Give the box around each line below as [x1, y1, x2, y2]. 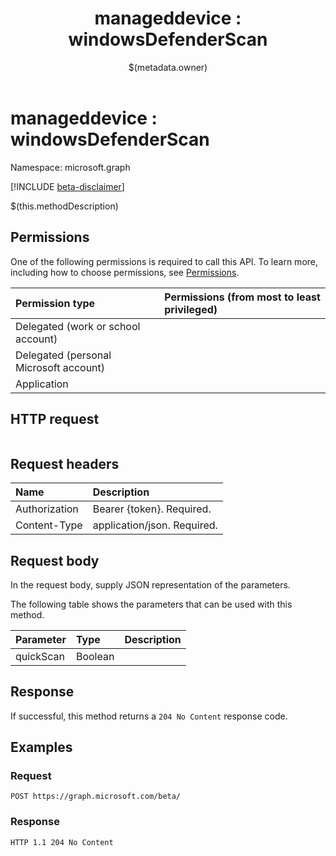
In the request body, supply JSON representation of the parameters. [10, 578, 291, 591]
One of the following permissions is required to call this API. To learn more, [10, 255, 319, 267]
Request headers [10, 455, 120, 472]
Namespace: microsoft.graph [10, 161, 131, 173]
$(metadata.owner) [128, 61, 208, 73]
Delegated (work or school [15, 319, 141, 333]
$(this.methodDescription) [10, 200, 119, 212]
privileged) [164, 302, 218, 316]
